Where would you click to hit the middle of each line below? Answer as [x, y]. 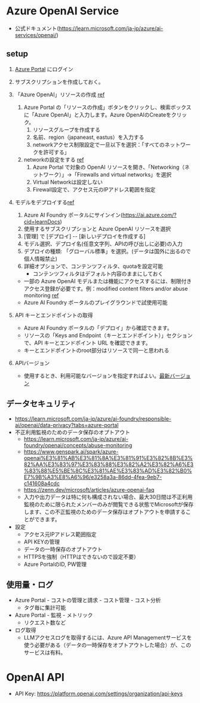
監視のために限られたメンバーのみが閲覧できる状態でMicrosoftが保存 [109, 504]
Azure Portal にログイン [44, 69]
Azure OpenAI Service [63, 11]
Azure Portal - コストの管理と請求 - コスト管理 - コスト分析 [88, 600]
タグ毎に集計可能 [45, 608]
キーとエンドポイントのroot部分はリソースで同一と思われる [96, 350]
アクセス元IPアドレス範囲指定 [60, 534]
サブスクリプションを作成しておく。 [59, 81]
